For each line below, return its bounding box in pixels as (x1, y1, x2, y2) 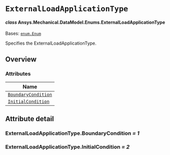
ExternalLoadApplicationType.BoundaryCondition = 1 (5, 130, 140, 137)
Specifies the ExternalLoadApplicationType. (5, 40, 97, 47)
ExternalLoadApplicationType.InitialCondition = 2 (5, 143, 130, 150)
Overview (5, 55, 37, 63)
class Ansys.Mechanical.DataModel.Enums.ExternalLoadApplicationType (5, 19, 165, 25)
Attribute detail (5, 114, 54, 123)
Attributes (5, 70, 31, 77)
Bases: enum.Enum (5, 30, 42, 36)
